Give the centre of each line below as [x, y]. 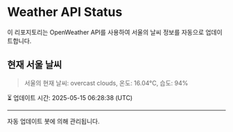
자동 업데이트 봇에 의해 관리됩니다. [53, 121]
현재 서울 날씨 [35, 65]
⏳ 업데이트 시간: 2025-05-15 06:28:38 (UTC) [70, 97]
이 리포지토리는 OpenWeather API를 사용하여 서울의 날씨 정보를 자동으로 [106, 32]
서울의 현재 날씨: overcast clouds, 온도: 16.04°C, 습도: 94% [106, 83]
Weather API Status [65, 12]
